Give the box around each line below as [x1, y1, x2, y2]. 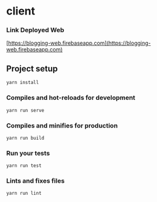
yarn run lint [6, 191, 42, 197]
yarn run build [6, 135, 45, 141]
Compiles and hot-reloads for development [6, 94, 136, 102]
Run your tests [6, 149, 50, 157]
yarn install [6, 80, 39, 86]
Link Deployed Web [6, 26, 65, 34]
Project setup [6, 64, 59, 74]
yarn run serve [6, 107, 45, 113]
